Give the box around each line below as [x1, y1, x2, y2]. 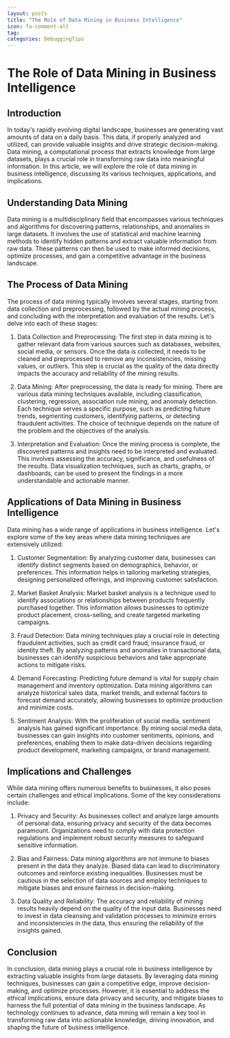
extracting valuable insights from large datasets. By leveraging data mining [7, 972, 218, 980]
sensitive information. [16, 841, 79, 849]
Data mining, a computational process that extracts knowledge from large [7, 147, 215, 156]
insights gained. [16, 926, 62, 935]
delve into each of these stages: [7, 319, 98, 327]
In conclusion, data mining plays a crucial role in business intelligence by [7, 965, 213, 973]
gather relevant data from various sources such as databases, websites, [16, 340, 222, 348]
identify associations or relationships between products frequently [16, 596, 205, 604]
